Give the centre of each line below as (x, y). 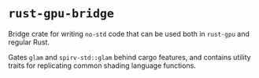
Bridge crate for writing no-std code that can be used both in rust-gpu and (129, 34)
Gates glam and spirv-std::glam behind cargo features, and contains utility (129, 57)
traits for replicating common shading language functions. (102, 66)
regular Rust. (29, 42)
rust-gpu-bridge (61, 14)
